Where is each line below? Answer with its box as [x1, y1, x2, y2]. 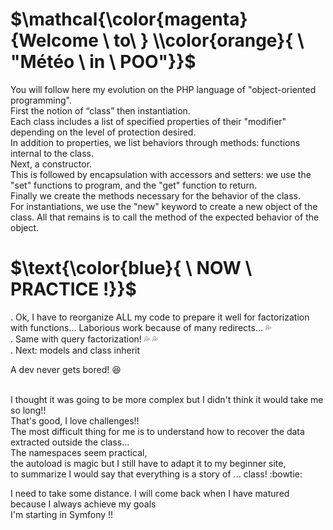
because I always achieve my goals [10, 498, 157, 510]
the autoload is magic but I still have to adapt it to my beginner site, [10, 457, 287, 469]
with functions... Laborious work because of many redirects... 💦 [10, 321, 272, 333]
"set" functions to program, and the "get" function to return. [10, 179, 258, 191]
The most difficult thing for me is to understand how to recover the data [10, 425, 305, 437]
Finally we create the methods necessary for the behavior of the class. [10, 189, 301, 202]
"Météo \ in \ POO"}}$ [10, 51, 197, 73]
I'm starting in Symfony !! [10, 508, 114, 520]
